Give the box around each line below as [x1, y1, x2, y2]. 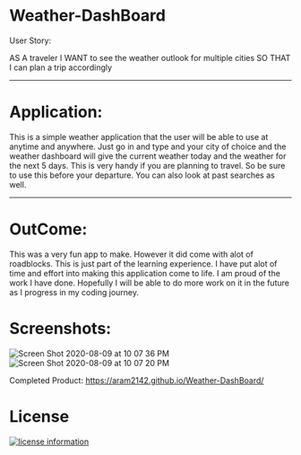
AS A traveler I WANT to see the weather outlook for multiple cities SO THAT [9, 52, 291, 63]
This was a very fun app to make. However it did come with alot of [9, 249, 254, 259]
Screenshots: [9, 319, 112, 338]
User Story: [9, 35, 52, 46]
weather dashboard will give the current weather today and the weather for [9, 150, 287, 162]
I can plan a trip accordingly [9, 62, 113, 73]
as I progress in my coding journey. [9, 286, 140, 297]
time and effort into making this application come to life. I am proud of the [9, 267, 280, 278]
